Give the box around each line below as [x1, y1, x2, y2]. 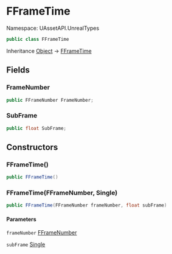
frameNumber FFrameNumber [6, 229, 77, 236]
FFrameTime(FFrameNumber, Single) [6, 189, 118, 197]
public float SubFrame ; [6, 125, 67, 132]
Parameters [6, 215, 36, 223]
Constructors [6, 142, 58, 152]
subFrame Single [6, 241, 46, 248]
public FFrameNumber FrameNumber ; [6, 97, 94, 103]
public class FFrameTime [6, 36, 69, 42]
